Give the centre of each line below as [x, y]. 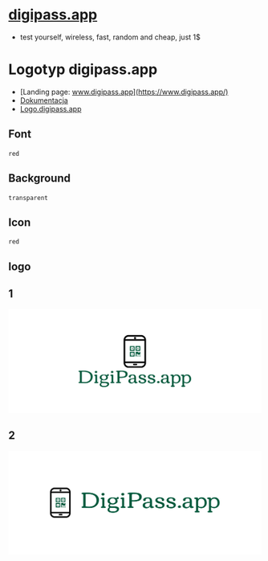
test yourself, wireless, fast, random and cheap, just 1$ [110, 37]
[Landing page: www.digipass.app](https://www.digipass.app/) [124, 92]
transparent [28, 198]
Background [39, 178]
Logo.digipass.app [51, 109]
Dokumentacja [44, 100]
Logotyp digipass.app [83, 70]
